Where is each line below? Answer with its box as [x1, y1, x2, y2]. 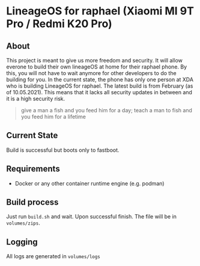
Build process [6, 197, 59, 208]
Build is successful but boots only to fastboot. [6, 146, 120, 154]
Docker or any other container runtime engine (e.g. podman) [14, 180, 165, 187]
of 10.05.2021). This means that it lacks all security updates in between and [6, 89, 192, 95]
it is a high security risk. [6, 95, 65, 102]
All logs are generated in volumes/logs [6, 253, 101, 260]
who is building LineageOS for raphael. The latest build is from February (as [6, 82, 193, 89]
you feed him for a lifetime [20, 113, 86, 120]
